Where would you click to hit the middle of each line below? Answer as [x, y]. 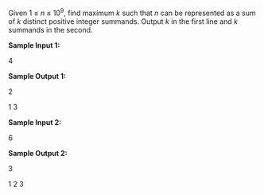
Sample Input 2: [35, 122]
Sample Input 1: [34, 45]
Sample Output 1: [37, 76]
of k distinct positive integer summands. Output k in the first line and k [123, 21]
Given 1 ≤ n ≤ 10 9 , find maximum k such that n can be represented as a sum [132, 12]
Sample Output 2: [38, 153]
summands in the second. [50, 29]
